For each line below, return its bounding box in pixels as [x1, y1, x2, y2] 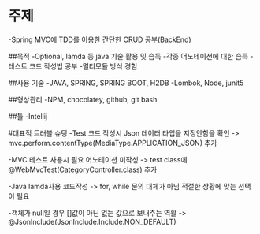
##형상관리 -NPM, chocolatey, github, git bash [8, 95, 158, 104]
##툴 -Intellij [8, 111, 48, 121]
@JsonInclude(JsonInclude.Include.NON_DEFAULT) [8, 217, 176, 226]
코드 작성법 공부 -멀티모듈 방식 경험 [28, 61, 138, 71]
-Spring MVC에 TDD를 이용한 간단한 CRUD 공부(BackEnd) [8, 35, 191, 44]
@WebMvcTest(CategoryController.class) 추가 [8, 165, 158, 174]
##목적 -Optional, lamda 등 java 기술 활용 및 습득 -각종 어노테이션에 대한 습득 [8, 51, 249, 61]
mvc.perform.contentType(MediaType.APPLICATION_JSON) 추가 [8, 138, 217, 147]
